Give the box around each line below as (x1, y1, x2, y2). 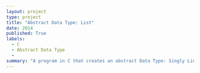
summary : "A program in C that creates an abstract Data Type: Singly (6, 58, 185, 64)
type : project (6, 14, 42, 20)
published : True (6, 31, 46, 36)
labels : (6, 36, 26, 42)
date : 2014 (6, 25, 33, 31)
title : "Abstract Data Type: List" (6, 19, 95, 25)
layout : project (6, 8, 46, 15)
